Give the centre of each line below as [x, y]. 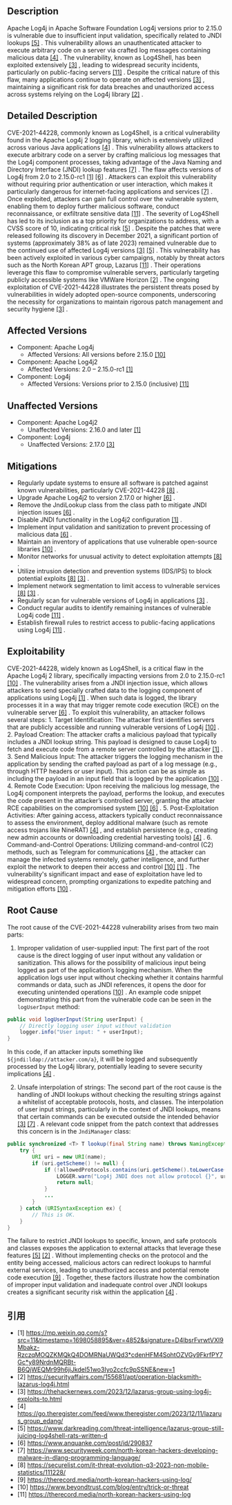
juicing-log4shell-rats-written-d [62, 1436]
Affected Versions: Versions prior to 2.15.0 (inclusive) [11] [108, 384]
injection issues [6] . [46, 513]
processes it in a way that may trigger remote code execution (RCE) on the [113, 705]
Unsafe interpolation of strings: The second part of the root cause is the [119, 1087]
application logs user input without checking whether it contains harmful [120, 977]
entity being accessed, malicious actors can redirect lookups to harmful [109, 1263]
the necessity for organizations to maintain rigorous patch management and [115, 302]
